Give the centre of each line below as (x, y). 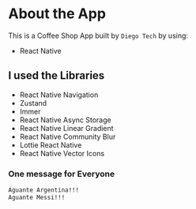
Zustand (33, 103)
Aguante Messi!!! (37, 197)
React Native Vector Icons (62, 153)
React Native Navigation (59, 95)
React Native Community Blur (68, 136)
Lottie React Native (51, 145)
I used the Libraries (57, 76)
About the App (57, 14)
